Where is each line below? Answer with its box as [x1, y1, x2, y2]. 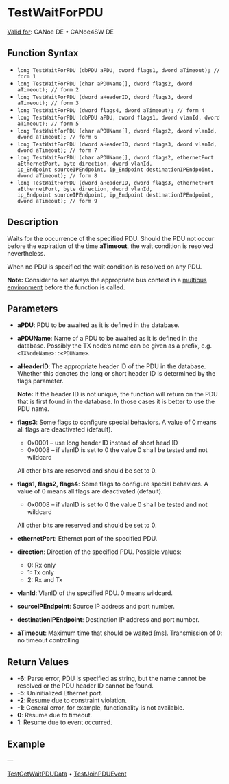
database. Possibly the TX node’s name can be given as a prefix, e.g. [16, 341, 213, 350]
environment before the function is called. [7, 283, 125, 291]
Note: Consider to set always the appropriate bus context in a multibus [7, 276, 207, 284]
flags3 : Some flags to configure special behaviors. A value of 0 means [16, 418, 217, 427]
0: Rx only [27, 561, 56, 570]
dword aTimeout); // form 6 [16, 133, 97, 140]
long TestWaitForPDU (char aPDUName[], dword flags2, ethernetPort [16, 154, 214, 161]
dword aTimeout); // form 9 [16, 197, 97, 204]
